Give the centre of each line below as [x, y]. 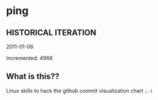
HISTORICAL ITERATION [51, 33]
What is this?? [33, 77]
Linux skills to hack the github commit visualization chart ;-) [80, 91]
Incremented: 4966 [29, 58]
